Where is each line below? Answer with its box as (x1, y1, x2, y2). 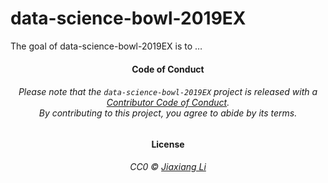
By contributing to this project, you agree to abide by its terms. (38, 107, 298, 119)
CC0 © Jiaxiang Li (129, 161, 207, 173)
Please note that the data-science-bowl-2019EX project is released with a (18, 86, 318, 98)
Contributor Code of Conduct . (106, 97, 230, 109)
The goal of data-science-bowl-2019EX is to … (10, 40, 203, 52)
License (151, 138, 185, 150)
